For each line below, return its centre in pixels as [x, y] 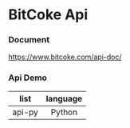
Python [64, 112]
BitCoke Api [48, 15]
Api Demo [28, 78]
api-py [25, 112]
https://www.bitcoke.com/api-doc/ [65, 57]
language [64, 98]
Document [29, 40]
